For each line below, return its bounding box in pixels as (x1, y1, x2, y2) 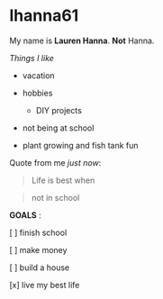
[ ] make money (9, 244, 68, 255)
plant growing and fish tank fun (22, 140, 139, 150)
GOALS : (9, 209, 42, 221)
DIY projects (35, 104, 83, 115)
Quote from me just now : (9, 157, 102, 168)
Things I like (9, 52, 54, 63)
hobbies (22, 87, 53, 98)
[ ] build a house (9, 262, 70, 273)
